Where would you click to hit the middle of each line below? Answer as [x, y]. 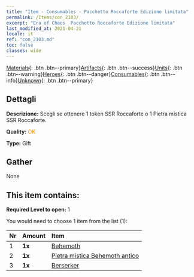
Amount [34, 236]
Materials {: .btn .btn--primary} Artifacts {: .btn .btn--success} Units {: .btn [94, 68]
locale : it [20, 34]
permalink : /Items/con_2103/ [43, 17]
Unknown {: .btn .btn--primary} [55, 80]
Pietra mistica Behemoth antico [95, 256]
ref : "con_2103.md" [31, 39]
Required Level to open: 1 [38, 209]
